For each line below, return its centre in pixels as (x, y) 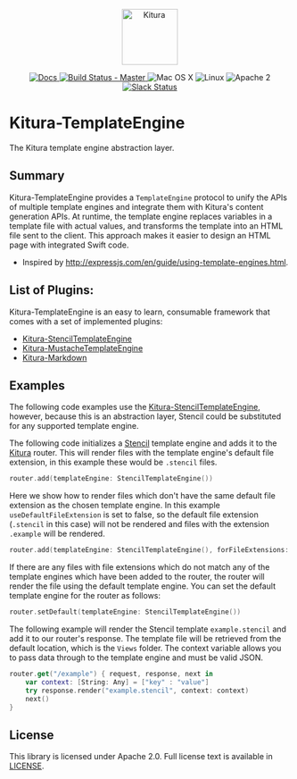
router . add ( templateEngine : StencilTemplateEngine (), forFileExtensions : (149, 550)
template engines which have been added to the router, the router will (137, 577)
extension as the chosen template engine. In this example (115, 506)
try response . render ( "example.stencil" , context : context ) (137, 691)
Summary (37, 176)
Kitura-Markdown (54, 357)
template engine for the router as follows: (85, 596)
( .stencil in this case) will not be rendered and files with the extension (140, 524)
